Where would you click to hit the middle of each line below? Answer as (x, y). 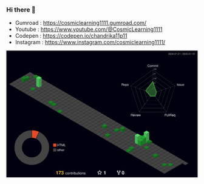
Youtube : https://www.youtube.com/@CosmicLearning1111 (89, 29)
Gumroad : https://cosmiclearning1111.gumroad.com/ (81, 23)
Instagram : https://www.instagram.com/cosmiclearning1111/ (90, 43)
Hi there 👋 (21, 10)
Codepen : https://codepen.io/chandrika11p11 (71, 36)
